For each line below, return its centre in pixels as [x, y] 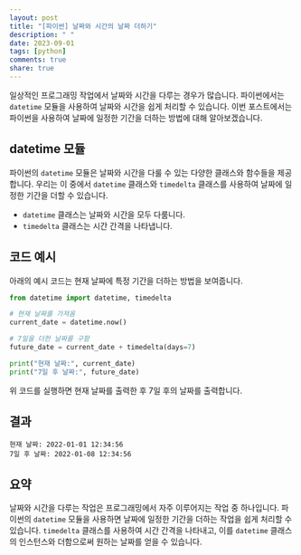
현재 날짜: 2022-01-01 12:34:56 [66, 445]
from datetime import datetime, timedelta [90, 298]
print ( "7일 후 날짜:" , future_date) [75, 372]
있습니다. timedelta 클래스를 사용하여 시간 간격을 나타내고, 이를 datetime [139, 531]
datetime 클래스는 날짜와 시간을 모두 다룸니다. [103, 215]
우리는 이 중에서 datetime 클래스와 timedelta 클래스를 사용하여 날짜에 [159, 184]
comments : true [38, 60]
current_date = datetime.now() [68, 322]
